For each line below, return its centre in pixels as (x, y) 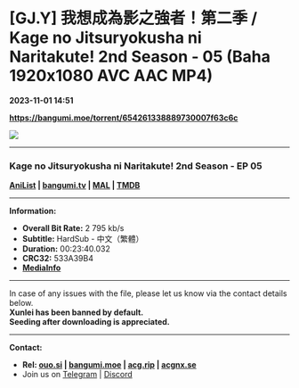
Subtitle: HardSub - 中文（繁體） (83, 239)
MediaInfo (41, 268)
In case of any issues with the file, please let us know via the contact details (148, 293)
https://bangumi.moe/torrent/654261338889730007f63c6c (124, 118)
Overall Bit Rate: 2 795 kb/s (73, 228)
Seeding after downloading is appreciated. (90, 322)
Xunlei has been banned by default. (77, 312)
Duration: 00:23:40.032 (66, 249)
